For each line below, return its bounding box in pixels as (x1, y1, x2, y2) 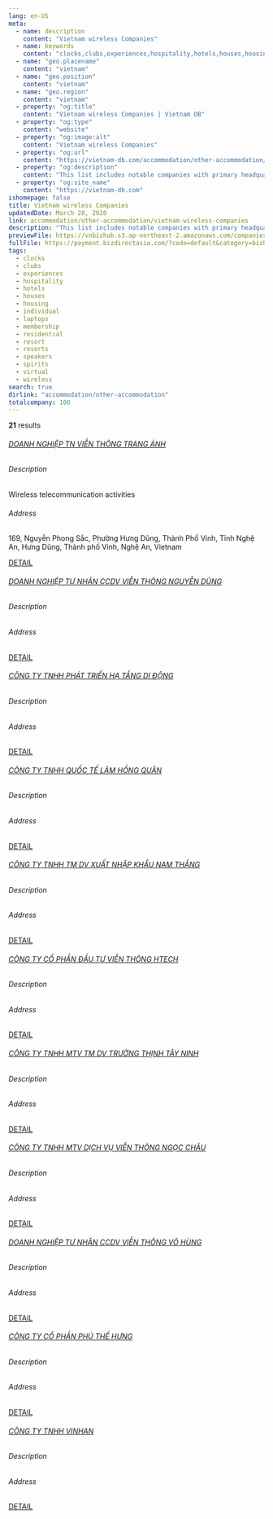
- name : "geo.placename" (15, 58, 100, 66)
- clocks (15, 254, 45, 262)
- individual (15, 307, 60, 315)
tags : (8, 247, 27, 255)
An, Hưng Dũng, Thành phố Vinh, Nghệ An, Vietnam (8, 542, 183, 552)
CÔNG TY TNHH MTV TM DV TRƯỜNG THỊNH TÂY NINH (8, 1048, 199, 1058)
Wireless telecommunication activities (8, 490, 136, 499)
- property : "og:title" (15, 103, 96, 111)
